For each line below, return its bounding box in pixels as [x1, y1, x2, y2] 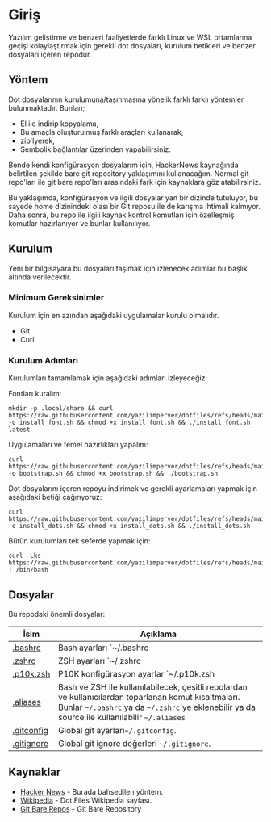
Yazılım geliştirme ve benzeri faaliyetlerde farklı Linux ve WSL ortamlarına [8, 32, 252, 42]
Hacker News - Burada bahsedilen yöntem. [19, 786, 164, 796]
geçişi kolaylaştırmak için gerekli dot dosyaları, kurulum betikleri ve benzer [8, 40, 256, 50]
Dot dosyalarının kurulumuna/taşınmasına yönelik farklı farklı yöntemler [8, 94, 244, 104]
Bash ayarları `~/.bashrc [57, 642, 149, 653]
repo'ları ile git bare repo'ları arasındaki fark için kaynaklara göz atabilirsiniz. [8, 177, 261, 187]
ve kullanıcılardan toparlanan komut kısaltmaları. [57, 691, 240, 702]
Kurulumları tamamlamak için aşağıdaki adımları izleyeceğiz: [8, 373, 208, 383]
